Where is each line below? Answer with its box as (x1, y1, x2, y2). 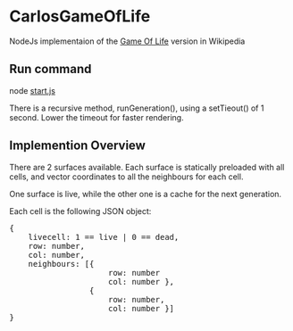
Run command (9, 62, 92, 77)
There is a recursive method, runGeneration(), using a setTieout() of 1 (9, 103, 264, 113)
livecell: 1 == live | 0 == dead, (28, 232, 180, 242)
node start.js (9, 85, 56, 95)
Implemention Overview (9, 138, 146, 153)
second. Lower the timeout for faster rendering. (9, 112, 185, 122)
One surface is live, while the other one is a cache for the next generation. (9, 188, 282, 199)
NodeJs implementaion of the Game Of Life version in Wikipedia (9, 36, 246, 46)
